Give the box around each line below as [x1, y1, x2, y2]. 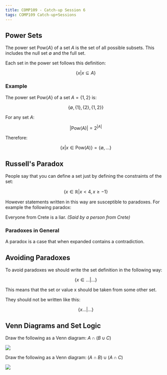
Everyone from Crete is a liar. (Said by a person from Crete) [5, 214, 131, 220]
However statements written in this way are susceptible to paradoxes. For [5, 199, 160, 205]
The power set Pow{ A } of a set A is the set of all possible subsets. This [5, 44, 155, 51]
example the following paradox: [5, 204, 71, 210]
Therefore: [5, 135, 28, 141]
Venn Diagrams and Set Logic [5, 321, 101, 330]
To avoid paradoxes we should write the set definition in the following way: [5, 267, 162, 273]
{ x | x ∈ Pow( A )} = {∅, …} [60, 145, 112, 151]
